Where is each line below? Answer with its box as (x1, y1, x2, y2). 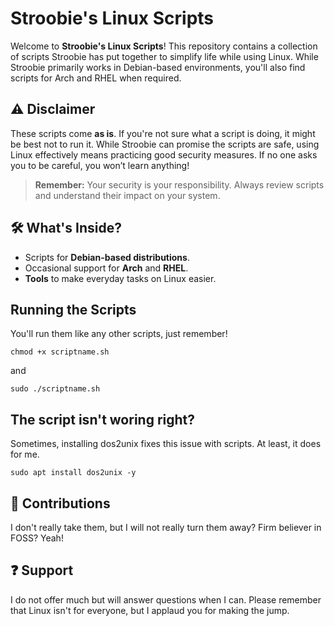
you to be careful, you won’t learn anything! (10, 159, 190, 171)
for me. (10, 448, 40, 461)
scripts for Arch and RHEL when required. (10, 72, 182, 84)
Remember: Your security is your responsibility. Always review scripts (34, 178, 325, 191)
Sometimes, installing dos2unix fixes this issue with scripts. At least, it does (10, 438, 322, 450)
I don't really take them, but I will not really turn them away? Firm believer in (10, 522, 322, 533)
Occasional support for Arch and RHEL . (24, 262, 189, 274)
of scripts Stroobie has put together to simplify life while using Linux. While (10, 50, 319, 62)
